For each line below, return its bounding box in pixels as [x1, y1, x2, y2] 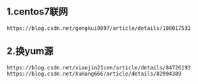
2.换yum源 [6, 45, 54, 57]
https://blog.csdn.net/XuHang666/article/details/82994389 [6, 70, 182, 77]
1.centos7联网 [6, 6, 68, 18]
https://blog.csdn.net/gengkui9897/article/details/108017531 [6, 24, 191, 32]
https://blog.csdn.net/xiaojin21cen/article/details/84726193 [6, 64, 191, 71]
